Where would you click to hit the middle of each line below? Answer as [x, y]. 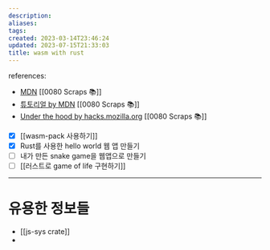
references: [27, 76]
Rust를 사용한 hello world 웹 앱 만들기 [80, 146]
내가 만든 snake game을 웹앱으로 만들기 [83, 156]
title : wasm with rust [46, 53]
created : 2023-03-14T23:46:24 [59, 38]
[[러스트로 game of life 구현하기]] [73, 166]
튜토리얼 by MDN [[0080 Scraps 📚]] [80, 104]
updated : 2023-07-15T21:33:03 [59, 46]
